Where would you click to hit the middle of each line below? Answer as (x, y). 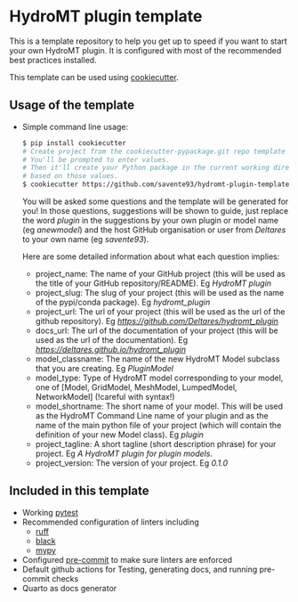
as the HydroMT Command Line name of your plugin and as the (152, 415)
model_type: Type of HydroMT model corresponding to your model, (159, 378)
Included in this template (79, 491)
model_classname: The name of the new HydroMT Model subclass (157, 359)
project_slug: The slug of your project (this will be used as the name (160, 293)
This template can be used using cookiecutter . (94, 77)
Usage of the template (72, 106)
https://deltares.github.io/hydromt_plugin (111, 350)
